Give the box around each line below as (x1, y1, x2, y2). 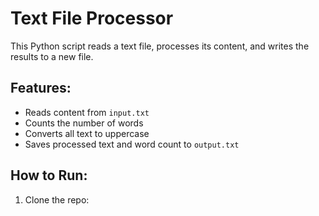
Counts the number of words (24, 117, 144, 129)
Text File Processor (10, 7, 174, 30)
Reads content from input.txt (24, 106, 150, 118)
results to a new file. (10, 50, 94, 62)
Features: (10, 80, 72, 97)
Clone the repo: (24, 193, 90, 206)
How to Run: (10, 167, 88, 184)
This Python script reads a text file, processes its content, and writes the (10, 40, 310, 52)
